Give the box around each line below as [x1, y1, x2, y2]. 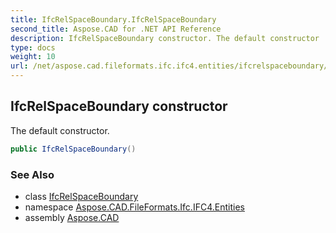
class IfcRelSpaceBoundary [24, 190, 139, 202]
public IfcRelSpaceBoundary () [10, 144, 137, 154]
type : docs [10, 42, 56, 53]
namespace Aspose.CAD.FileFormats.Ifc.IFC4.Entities [24, 201, 245, 213]
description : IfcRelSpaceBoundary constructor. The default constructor [10, 33, 320, 43]
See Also [10, 167, 55, 181]
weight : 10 [10, 52, 56, 62]
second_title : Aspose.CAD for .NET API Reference [10, 24, 222, 34]
